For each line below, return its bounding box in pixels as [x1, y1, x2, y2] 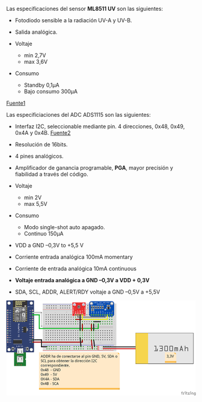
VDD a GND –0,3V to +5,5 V [14, 242, 84, 249]
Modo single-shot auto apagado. [23, 224, 105, 230]
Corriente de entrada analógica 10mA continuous [14, 265, 137, 272]
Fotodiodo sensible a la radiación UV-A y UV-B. [14, 17, 132, 23]
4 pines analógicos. [14, 153, 64, 159]
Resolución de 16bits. [14, 141, 68, 148]
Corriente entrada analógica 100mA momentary [14, 253, 133, 261]
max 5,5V [23, 200, 48, 207]
